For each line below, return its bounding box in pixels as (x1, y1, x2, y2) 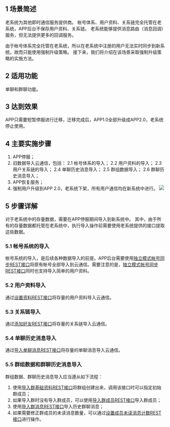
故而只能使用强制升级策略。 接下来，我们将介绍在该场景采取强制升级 (14, 49, 157, 55)
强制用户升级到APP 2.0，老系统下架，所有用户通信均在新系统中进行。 (12, 186, 158, 192)
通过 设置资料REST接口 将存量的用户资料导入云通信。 (5, 294, 114, 300)
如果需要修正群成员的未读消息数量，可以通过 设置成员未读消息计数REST (12, 410, 162, 416)
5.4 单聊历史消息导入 (5, 334, 57, 341)
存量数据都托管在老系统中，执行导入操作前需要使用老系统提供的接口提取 (14, 223, 165, 229)
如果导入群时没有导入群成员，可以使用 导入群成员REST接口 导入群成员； (12, 397, 162, 403)
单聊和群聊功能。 (5, 86, 41, 92)
